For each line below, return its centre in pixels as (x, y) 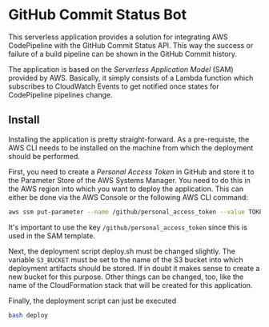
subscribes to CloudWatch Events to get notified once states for (114, 86)
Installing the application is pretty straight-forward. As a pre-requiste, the (129, 139)
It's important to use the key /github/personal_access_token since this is (128, 227)
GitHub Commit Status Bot (97, 15)
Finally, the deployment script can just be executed (92, 301)
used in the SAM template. (52, 235)
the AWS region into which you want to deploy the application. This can (126, 189)
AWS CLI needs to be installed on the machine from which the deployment (131, 148)
